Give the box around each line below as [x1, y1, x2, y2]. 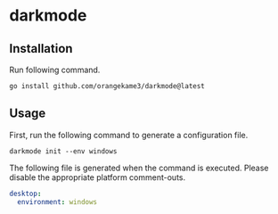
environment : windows [17, 197, 98, 206]
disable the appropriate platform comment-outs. [9, 171, 186, 183]
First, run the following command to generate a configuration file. [9, 129, 249, 140]
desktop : [9, 189, 42, 198]
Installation [9, 41, 73, 56]
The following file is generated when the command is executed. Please [9, 162, 269, 173]
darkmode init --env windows [9, 146, 118, 156]
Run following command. [9, 64, 101, 75]
